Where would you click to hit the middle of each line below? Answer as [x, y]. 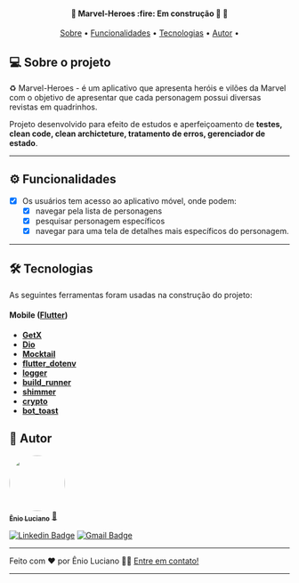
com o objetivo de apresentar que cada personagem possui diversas [135, 98]
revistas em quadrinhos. [53, 107]
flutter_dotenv [49, 364]
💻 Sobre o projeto [60, 62]
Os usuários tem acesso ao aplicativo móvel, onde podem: [129, 200]
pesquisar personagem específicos [100, 221]
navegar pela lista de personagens [99, 211]
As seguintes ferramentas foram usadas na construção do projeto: [131, 295]
